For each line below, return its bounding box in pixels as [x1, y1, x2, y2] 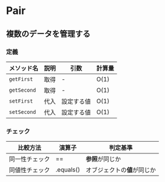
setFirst [9, 97, 33, 104]
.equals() [55, 166, 80, 174]
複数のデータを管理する [6, 29, 90, 38]
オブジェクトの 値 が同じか [85, 166, 156, 174]
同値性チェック [9, 166, 51, 174]
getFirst [9, 76, 33, 82]
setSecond [9, 108, 36, 115]
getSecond [9, 86, 36, 93]
